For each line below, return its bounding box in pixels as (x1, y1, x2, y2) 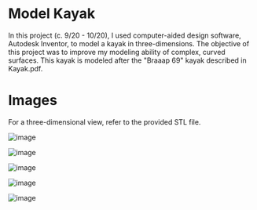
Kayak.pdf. (8, 63, 43, 73)
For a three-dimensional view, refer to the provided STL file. (8, 117, 201, 126)
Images (8, 92, 57, 110)
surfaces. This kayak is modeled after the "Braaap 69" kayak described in (8, 56, 247, 65)
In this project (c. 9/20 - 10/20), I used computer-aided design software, (8, 31, 241, 40)
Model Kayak (8, 5, 96, 23)
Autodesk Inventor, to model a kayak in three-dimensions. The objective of (8, 38, 250, 48)
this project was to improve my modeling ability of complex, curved (8, 47, 226, 56)
